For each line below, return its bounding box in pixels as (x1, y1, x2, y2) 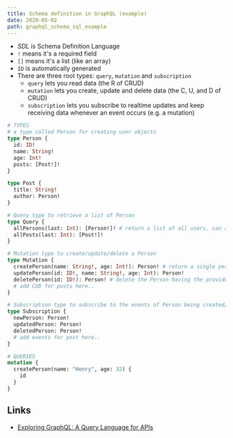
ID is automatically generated (17, 64, 101, 73)
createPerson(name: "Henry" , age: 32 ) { (13, 366, 132, 373)
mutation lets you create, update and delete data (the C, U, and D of (27, 86, 221, 95)
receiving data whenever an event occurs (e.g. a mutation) (27, 108, 196, 117)
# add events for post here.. (13, 334, 101, 341)
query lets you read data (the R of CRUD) (27, 79, 144, 88)
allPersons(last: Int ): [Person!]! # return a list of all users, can (13, 225, 222, 232)
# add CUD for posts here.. (13, 282, 95, 289)
